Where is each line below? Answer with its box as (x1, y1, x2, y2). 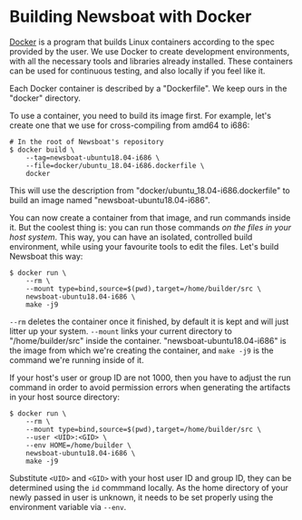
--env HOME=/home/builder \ (25, 440, 132, 450)
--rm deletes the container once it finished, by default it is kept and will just (9, 316, 289, 327)
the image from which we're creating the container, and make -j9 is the (9, 345, 274, 356)
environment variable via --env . (9, 501, 127, 512)
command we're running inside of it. (9, 354, 144, 365)
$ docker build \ (9, 145, 75, 154)
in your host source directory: (9, 391, 121, 402)
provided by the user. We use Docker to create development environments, (9, 45, 290, 56)
